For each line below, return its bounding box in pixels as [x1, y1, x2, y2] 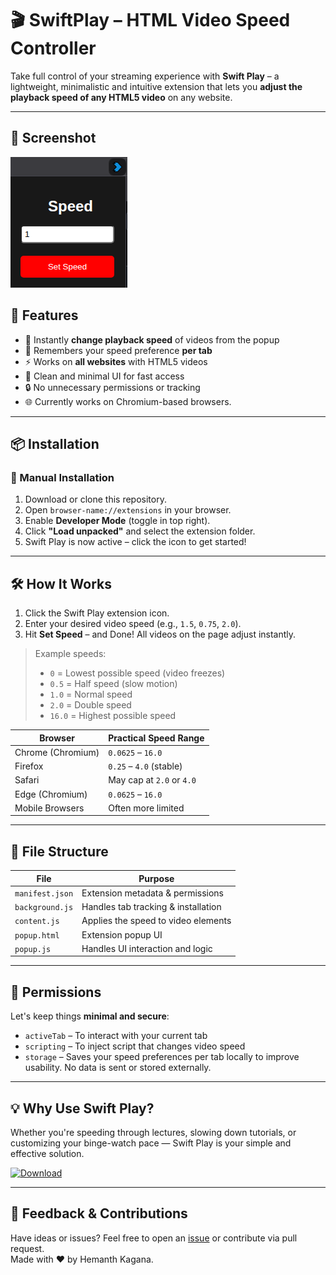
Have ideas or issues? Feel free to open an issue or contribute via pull [10, 1232, 298, 1244]
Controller [10, 37, 97, 60]
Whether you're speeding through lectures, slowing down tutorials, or [10, 1127, 297, 1138]
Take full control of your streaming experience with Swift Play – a [10, 70, 280, 82]
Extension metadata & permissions [81, 887, 225, 899]
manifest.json [14, 888, 74, 899]
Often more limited [108, 802, 185, 814]
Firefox [14, 760, 44, 772]
